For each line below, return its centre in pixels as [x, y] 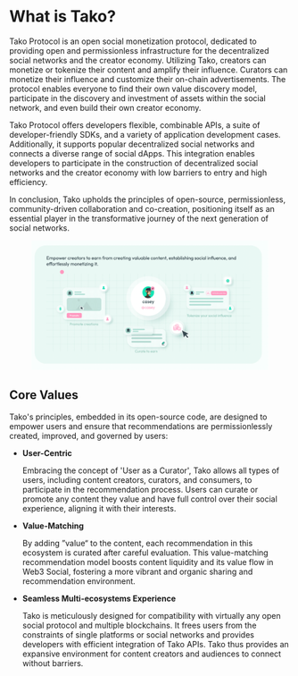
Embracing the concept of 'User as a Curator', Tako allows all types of [150, 470]
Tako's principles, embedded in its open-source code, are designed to [138, 417]
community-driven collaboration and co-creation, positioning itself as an [142, 208]
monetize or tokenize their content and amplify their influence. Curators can [149, 70]
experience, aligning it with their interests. [99, 508]
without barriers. [53, 663]
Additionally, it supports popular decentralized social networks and [132, 144]
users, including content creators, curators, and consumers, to [137, 479]
